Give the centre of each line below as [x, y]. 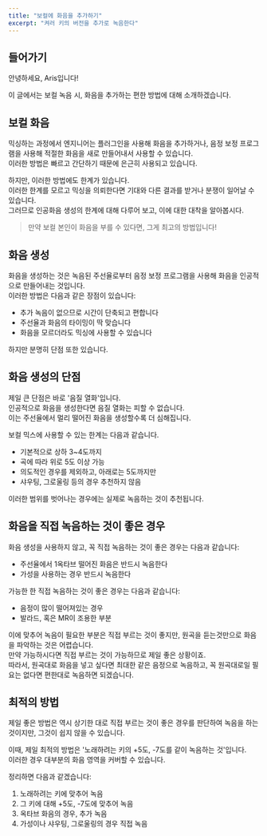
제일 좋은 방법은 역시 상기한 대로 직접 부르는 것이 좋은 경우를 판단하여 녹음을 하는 [133, 723]
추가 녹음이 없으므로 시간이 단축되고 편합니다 [89, 312]
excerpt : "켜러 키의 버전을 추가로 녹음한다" [73, 23]
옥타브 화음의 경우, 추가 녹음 [63, 814]
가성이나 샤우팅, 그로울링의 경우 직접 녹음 [84, 824]
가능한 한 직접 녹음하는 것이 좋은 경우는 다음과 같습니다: [94, 591]
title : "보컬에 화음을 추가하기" [55, 16]
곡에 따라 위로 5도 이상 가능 [62, 462]
